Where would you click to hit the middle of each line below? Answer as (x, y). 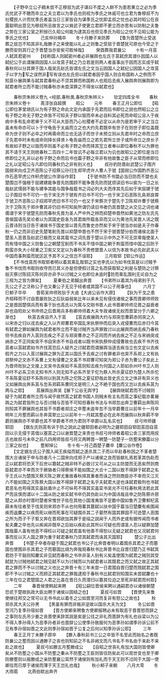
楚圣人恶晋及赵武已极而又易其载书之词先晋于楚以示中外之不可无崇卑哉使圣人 (82, 238)
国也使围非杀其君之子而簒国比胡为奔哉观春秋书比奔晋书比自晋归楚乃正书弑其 (82, 549)
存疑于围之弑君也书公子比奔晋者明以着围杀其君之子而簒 (102, 543)
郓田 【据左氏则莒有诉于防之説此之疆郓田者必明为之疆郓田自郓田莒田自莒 (82, 427)
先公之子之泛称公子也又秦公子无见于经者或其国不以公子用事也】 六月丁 (81, 286)
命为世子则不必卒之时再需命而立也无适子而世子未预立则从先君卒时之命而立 (80, 134)
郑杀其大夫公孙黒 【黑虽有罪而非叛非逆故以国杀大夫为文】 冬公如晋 (80, 604)
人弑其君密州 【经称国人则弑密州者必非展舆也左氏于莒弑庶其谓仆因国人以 (82, 56)
